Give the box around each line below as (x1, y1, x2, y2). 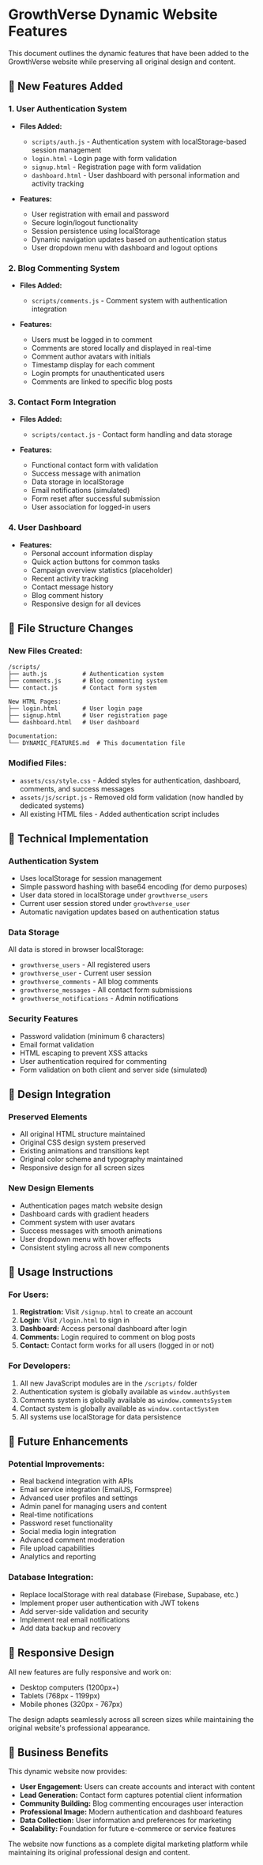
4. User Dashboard (8, 522, 82, 533)
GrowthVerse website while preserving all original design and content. (8, 57, 236, 66)
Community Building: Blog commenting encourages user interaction (19, 1799, 244, 1808)
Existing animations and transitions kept (19, 1146, 150, 1156)
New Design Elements (8, 1183, 95, 1194)
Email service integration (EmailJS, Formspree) (19, 1485, 172, 1495)
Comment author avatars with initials (31, 352, 152, 361)
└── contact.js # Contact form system (8, 684, 157, 692)
